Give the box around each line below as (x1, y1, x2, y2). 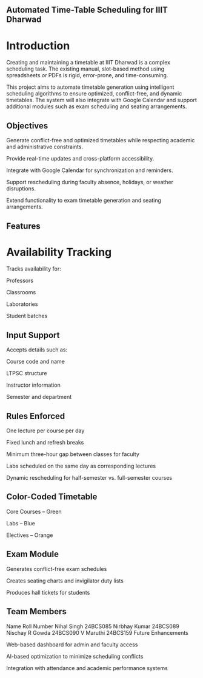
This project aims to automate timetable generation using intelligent (6, 83, 175, 91)
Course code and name (6, 358, 65, 365)
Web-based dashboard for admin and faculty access (6, 641, 138, 648)
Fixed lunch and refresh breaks (6, 439, 84, 446)
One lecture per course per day (6, 427, 85, 434)
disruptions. (6, 185, 36, 192)
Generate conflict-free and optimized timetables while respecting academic (6, 137, 195, 144)
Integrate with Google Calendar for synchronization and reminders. (6, 167, 174, 174)
